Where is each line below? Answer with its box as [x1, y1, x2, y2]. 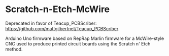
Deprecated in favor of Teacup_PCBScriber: [5, 20, 97, 26]
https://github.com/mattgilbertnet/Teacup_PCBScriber [5, 25, 119, 31]
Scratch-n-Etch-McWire [5, 4, 110, 15]
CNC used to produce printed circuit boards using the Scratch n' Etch [5, 40, 151, 46]
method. [5, 46, 23, 52]
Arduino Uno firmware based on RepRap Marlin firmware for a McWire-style [5, 35, 164, 41]
